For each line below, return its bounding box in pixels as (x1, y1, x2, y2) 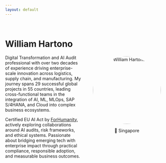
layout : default (5, 7, 39, 12)
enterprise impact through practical (5, 142, 78, 148)
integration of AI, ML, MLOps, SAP (5, 97, 75, 102)
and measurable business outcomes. (5, 153, 81, 159)
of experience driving (5, 65, 49, 71)
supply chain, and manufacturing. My (5, 75, 82, 81)
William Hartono (5, 38, 73, 49)
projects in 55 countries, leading (5, 86, 71, 92)
